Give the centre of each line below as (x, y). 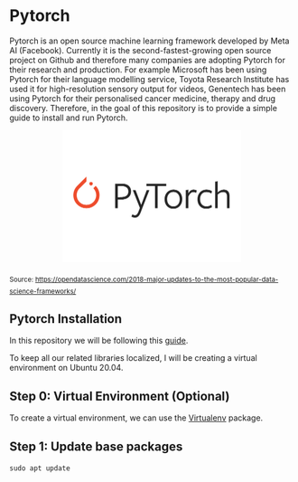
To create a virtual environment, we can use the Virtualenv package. (136, 418)
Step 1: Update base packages (96, 446)
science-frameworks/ (43, 291)
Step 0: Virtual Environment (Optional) (120, 396)
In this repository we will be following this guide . (99, 341)
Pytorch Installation (66, 319)
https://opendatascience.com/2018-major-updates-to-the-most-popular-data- (157, 279)
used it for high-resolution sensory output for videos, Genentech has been (148, 89)
